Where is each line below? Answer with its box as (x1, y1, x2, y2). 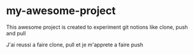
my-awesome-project (6, 4, 116, 18)
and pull (6, 29, 26, 36)
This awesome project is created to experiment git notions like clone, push (6, 23, 188, 31)
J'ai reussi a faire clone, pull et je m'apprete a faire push (6, 41, 144, 48)
